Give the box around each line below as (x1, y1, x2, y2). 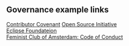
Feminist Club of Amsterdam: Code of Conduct (6, 33, 123, 41)
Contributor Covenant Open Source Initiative (6, 20, 117, 27)
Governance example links (6, 5, 109, 15)
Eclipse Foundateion (6, 27, 58, 34)
